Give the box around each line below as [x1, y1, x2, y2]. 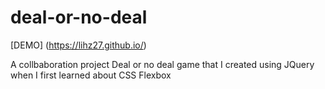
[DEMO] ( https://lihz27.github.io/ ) [10, 39, 147, 51]
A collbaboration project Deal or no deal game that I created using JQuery [10, 58, 315, 70]
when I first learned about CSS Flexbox [10, 69, 172, 81]
